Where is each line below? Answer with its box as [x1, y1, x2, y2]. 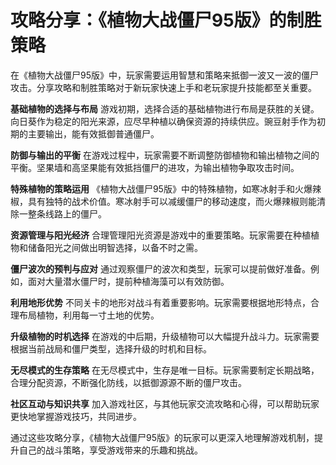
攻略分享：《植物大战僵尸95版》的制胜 [10, 9, 322, 32]
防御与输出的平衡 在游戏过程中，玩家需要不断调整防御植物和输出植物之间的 [10, 149, 320, 161]
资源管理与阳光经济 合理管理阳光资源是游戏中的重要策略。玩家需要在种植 [10, 229, 311, 241]
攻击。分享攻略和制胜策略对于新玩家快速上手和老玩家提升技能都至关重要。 [10, 81, 317, 93]
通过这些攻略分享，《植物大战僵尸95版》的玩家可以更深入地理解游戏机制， [10, 431, 315, 443]
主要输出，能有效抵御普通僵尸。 [27, 127, 160, 140]
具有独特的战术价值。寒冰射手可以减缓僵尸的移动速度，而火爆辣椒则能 [27, 195, 317, 207]
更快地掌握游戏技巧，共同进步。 [10, 410, 142, 422]
